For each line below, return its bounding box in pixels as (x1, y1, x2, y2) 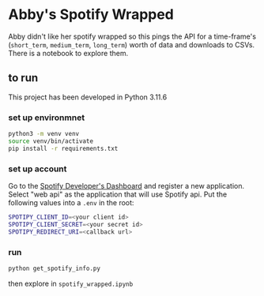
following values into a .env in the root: (8, 197, 134, 207)
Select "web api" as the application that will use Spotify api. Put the (8, 189, 228, 199)
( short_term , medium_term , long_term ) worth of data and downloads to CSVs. (8, 39, 255, 49)
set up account (8, 163, 67, 174)
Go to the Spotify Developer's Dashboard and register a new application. (8, 181, 245, 190)
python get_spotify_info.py (8, 264, 101, 272)
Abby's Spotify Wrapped (8, 6, 174, 24)
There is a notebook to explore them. (8, 48, 129, 58)
